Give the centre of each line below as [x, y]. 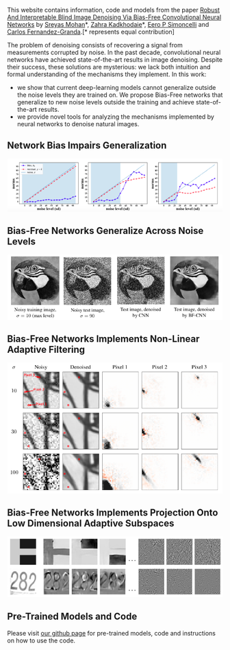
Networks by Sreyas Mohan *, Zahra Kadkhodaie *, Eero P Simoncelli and [108, 24]
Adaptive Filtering [46, 349]
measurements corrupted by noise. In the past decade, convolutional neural [114, 52]
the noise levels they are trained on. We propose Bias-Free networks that [120, 95]
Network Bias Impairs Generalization [87, 146]
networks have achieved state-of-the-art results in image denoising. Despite [115, 60]
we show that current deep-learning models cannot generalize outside [116, 88]
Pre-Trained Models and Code [72, 617]
